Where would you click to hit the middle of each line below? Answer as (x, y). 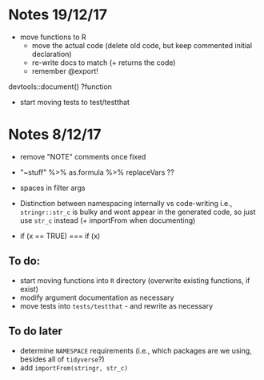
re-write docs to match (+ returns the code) (104, 63)
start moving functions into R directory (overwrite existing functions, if (135, 280)
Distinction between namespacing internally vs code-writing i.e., (126, 203)
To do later (35, 331)
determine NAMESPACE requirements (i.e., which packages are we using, (136, 350)
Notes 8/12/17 (55, 135)
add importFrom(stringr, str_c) (74, 367)
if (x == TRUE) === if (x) (60, 236)
